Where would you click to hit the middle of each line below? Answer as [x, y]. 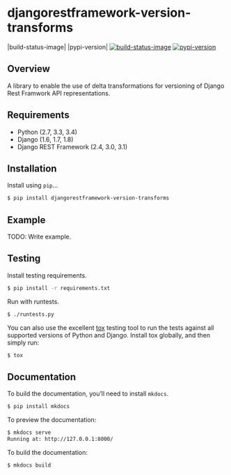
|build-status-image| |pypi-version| [58, 47]
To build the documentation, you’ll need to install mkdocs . [88, 394]
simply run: [23, 342]
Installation [32, 168]
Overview [29, 69]
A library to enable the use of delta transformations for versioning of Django [116, 86]
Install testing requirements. [47, 275]
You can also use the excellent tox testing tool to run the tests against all [111, 327]
